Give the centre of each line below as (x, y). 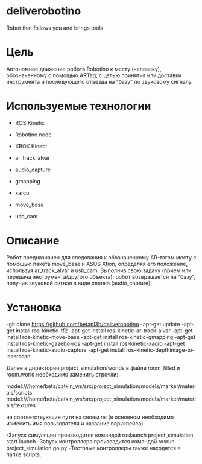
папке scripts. (24, 454)
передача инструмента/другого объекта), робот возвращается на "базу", (101, 276)
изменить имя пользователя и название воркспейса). (76, 423)
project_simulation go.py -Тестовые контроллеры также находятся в (93, 448)
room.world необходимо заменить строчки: (62, 374)
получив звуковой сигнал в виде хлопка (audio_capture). (79, 283)
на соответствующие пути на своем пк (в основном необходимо (90, 417)
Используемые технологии (79, 106)
